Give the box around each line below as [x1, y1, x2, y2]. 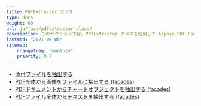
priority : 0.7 [17, 53, 52, 59]
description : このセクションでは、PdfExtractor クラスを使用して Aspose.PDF [6, 31, 185, 37]
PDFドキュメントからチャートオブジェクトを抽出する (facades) [14, 85, 172, 93]
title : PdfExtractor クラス [6, 8, 74, 15]
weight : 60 [6, 20, 33, 26]
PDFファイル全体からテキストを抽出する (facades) [14, 93, 139, 100]
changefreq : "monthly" [17, 48, 74, 54]
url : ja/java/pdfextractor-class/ [6, 25, 93, 32]
